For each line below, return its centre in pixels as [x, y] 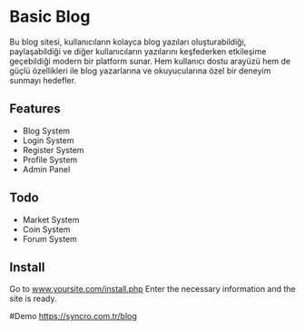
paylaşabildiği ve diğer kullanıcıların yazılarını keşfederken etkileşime [138, 51]
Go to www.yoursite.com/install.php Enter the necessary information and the [153, 289]
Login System [48, 140]
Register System [53, 150]
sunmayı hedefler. [43, 80]
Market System [51, 219]
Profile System [50, 160]
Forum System [49, 238]
